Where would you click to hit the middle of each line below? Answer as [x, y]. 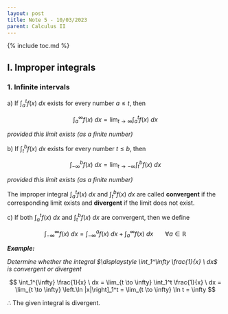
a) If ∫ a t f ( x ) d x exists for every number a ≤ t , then [77, 103]
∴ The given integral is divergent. [54, 303]
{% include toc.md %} [38, 46]
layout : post [26, 13]
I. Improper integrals [52, 67]
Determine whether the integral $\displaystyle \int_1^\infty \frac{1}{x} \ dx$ [112, 262]
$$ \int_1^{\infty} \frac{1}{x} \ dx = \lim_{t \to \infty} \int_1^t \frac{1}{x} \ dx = [115, 282]
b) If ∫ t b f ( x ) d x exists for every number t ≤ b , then [77, 149]
